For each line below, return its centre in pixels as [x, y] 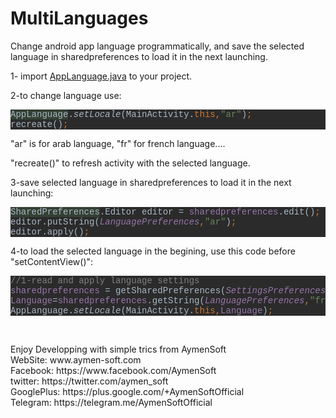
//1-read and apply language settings [105, 280]
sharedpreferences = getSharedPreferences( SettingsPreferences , [171, 290]
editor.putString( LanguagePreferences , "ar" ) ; [123, 221]
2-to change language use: [66, 95]
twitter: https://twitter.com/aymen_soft [89, 381]
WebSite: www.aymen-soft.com [76, 359]
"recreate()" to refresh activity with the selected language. [130, 163]
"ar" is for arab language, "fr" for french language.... [118, 143]
